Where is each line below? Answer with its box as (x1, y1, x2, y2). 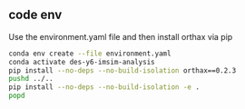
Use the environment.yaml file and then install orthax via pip (8, 31, 233, 42)
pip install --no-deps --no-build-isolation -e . (8, 83, 201, 92)
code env (8, 7, 63, 23)
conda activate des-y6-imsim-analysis (8, 57, 155, 66)
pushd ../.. (8, 74, 54, 84)
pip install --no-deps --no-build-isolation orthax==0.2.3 (8, 65, 237, 75)
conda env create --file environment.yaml (8, 49, 171, 58)
